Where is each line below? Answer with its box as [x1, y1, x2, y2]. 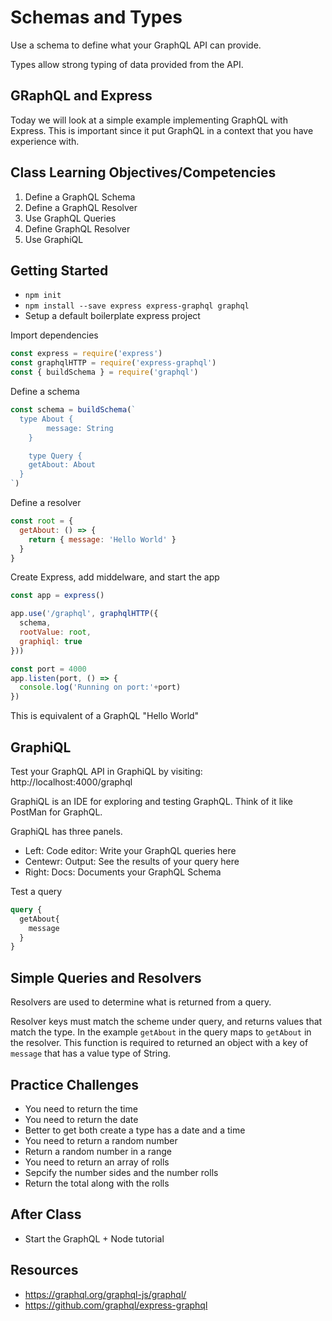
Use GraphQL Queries [24, 212, 117, 224]
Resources [10, 1262, 79, 1279]
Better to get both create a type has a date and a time [24, 1124, 246, 1136]
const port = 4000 [10, 664, 87, 674]
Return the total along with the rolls [24, 1177, 170, 1189]
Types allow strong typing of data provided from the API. [10, 58, 244, 70]
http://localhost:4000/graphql [10, 776, 133, 788]
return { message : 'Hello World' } [28, 534, 177, 545]
